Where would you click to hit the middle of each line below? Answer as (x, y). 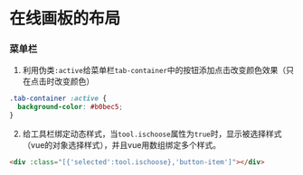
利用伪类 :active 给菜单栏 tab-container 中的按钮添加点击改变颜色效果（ (154, 70)
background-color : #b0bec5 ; (71, 107)
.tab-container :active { (58, 99)
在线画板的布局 (65, 18)
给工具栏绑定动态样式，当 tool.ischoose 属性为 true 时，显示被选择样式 (152, 134)
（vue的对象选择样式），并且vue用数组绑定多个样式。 (122, 145)
